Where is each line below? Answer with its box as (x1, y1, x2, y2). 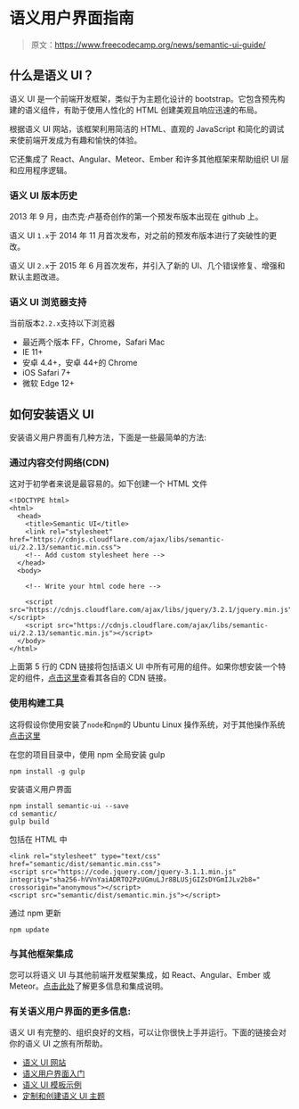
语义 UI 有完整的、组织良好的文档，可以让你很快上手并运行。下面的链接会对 (9, 1027, 287, 1038)
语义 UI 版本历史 (9, 189, 78, 202)
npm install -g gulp (9, 766, 86, 776)
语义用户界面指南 (9, 8, 135, 29)
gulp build (9, 817, 50, 826)
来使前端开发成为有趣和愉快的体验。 (9, 135, 142, 145)
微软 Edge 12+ (21, 378, 75, 389)
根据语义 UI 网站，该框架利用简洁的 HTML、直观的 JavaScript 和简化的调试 (9, 123, 285, 134)
